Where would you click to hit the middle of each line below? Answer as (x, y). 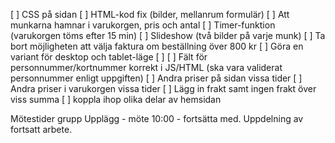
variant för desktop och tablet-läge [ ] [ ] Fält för (109, 57)
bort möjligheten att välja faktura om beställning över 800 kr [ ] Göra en (157, 46)
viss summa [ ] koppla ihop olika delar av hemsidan (116, 99)
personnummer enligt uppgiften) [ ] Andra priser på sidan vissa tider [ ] (156, 78)
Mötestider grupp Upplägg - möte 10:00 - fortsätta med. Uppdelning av (157, 118)
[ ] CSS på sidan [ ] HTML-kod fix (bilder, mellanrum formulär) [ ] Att (150, 14)
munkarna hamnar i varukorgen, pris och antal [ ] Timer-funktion (143, 25)
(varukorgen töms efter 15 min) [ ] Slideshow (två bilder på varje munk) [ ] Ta (168, 35)
